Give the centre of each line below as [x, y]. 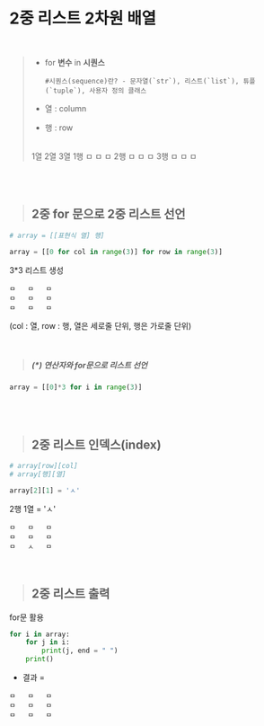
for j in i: [48, 642]
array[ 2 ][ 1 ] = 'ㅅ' [45, 491]
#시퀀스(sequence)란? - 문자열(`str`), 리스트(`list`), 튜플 [150, 81]
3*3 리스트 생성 [37, 270]
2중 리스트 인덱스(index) [96, 444]
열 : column [66, 108]
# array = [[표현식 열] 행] [57, 235]
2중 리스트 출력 [70, 594]
